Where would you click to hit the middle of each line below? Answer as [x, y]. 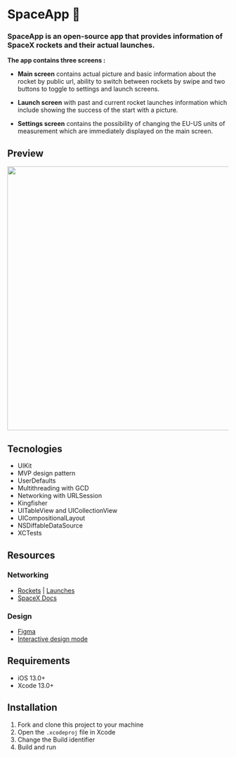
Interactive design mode [52, 639]
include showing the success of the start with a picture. [98, 110]
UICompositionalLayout [51, 518]
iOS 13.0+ [31, 678]
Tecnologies [35, 449]
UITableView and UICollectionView [67, 511]
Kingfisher [32, 503]
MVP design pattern [46, 473]
